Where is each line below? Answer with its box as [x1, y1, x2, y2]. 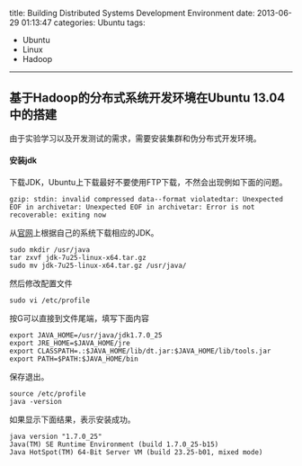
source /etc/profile [9, 390, 87, 399]
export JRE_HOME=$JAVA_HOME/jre [9, 339, 130, 348]
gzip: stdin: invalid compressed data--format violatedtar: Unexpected [9, 195, 283, 204]
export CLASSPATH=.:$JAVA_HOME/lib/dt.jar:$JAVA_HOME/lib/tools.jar [9, 346, 271, 356]
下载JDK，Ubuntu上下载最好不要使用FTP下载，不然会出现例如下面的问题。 [9, 177, 288, 188]
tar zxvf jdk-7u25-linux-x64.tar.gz [9, 254, 147, 263]
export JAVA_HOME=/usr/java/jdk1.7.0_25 [9, 331, 164, 340]
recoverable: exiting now [9, 211, 106, 220]
